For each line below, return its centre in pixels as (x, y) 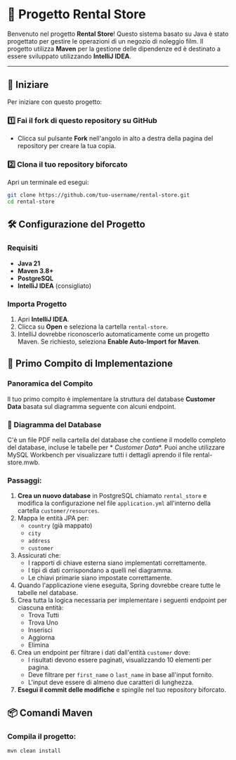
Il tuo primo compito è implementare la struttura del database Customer (111, 399)
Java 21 (29, 263)
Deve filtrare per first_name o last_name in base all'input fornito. (121, 675)
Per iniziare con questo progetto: (55, 102)
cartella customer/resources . (58, 511)
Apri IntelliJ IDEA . (43, 320)
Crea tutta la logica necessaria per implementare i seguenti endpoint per (122, 601)
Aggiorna (41, 638)
